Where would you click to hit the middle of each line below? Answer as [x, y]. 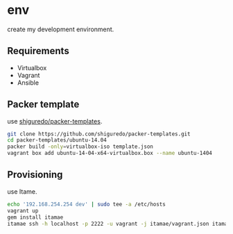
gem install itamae [35, 217]
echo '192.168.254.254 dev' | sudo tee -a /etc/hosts [87, 204]
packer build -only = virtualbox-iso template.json [80, 147]
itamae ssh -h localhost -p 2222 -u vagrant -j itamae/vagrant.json [108, 224]
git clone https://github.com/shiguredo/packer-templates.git [99, 134]
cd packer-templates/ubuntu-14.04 [57, 140]
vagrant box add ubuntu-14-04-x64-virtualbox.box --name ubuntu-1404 [110, 153]
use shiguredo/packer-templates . [55, 121]
